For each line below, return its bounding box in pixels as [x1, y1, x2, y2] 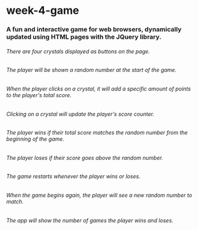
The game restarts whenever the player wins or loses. [6, 173, 141, 180]
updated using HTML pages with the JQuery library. [6, 33, 162, 41]
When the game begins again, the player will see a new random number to [6, 191, 193, 199]
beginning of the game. [6, 135, 65, 142]
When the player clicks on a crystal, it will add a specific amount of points [6, 85, 191, 92]
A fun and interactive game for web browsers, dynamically [6, 25, 182, 34]
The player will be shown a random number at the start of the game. [6, 66, 177, 74]
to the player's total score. [6, 91, 72, 98]
